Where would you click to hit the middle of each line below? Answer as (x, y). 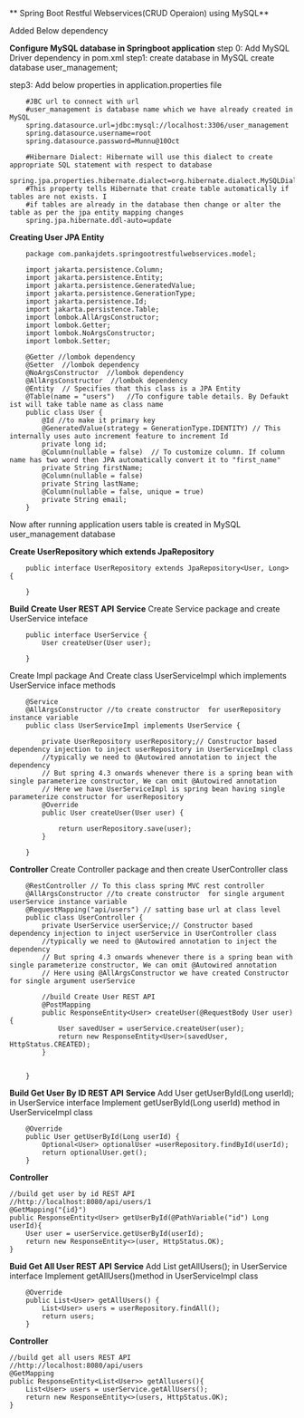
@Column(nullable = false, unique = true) (123, 492)
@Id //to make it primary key (99, 420)
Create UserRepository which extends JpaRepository (112, 551)
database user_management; (64, 68)
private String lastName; (91, 484)
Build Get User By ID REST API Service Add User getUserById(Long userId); (152, 1093)
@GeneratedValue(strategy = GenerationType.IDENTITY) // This (161, 429)
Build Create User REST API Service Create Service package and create (145, 609)
